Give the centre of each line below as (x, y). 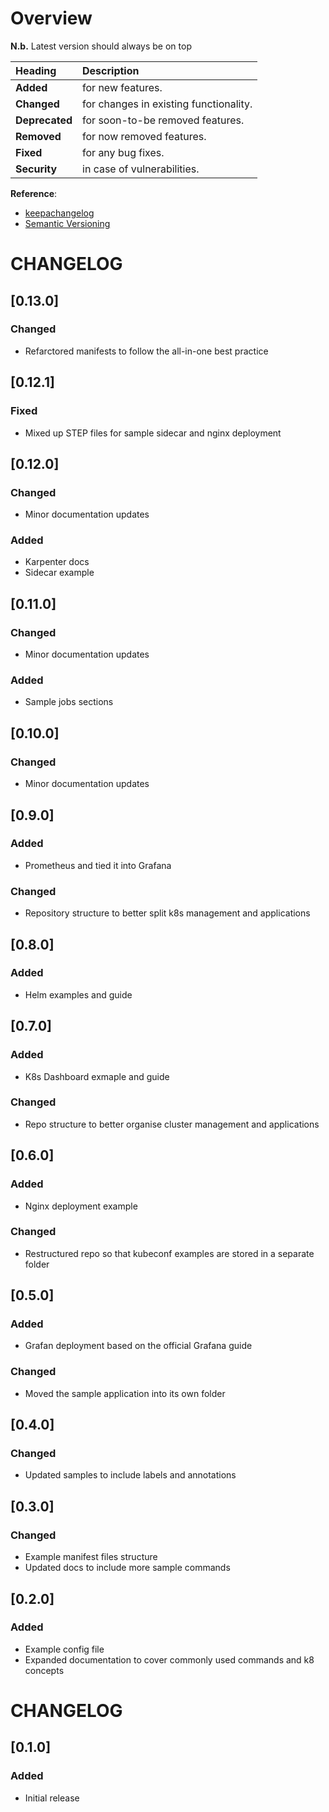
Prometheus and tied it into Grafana (98, 865)
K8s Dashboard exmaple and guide (97, 1076)
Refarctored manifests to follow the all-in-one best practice (146, 351)
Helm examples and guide (78, 994)
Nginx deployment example (81, 1206)
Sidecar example (59, 573)
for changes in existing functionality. (167, 104)
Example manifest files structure (91, 1557)
